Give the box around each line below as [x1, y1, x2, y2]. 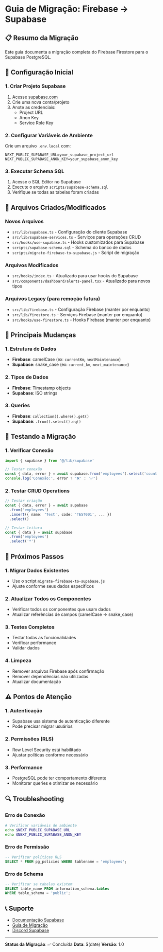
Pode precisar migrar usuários [12, 723, 73, 729]
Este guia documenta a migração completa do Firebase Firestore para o [5, 49, 148, 54]
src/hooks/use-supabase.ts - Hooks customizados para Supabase [12, 239, 145, 245]
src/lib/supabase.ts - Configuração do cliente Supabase [12, 229, 128, 234]
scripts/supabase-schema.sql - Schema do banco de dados [12, 244, 132, 250]
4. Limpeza [5, 657, 32, 664]
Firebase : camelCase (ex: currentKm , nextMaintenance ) [12, 357, 121, 362]
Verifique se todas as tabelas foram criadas [12, 189, 99, 195]
